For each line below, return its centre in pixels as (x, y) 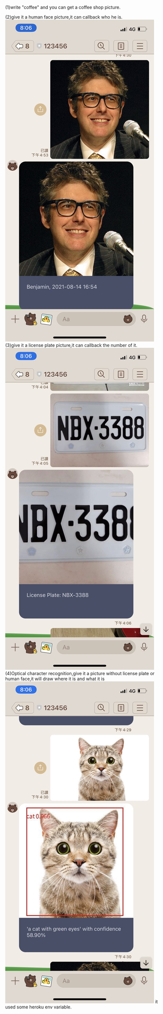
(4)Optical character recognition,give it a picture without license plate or (80, 673)
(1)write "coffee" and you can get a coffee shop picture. (63, 7)
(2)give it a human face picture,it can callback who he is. (64, 17)
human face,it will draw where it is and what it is (55, 679)
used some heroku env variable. (38, 1007)
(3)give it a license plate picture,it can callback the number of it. (71, 345)
